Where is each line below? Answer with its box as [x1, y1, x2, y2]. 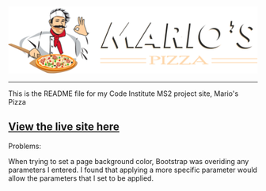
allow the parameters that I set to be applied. [8, 173, 154, 183]
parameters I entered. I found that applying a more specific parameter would [8, 165, 257, 174]
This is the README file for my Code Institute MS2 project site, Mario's [8, 89, 239, 98]
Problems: [8, 141, 42, 151]
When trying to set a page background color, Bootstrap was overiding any [8, 156, 249, 166]
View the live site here [8, 120, 120, 134]
